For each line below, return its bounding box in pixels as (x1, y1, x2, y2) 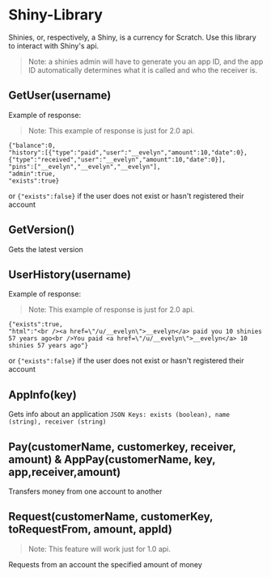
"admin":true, (8, 170, 57, 178)
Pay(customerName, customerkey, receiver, (8, 440, 236, 453)
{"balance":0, (8, 141, 57, 150)
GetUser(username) (8, 89, 112, 103)
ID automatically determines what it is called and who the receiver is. (28, 65, 257, 74)
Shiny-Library (8, 6, 104, 24)
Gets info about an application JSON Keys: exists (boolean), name (8, 410, 231, 419)
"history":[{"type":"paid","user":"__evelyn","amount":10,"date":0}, (8, 148, 248, 157)
